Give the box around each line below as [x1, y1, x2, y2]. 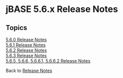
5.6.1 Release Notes [5, 42, 46, 48]
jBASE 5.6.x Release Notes [5, 3, 118, 15]
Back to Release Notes [5, 67, 52, 73]
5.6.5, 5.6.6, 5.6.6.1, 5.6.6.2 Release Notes [5, 58, 90, 63]
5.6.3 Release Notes [5, 52, 47, 58]
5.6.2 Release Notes [5, 47, 47, 53]
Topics [5, 23, 27, 32]
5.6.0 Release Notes [5, 36, 47, 42]
